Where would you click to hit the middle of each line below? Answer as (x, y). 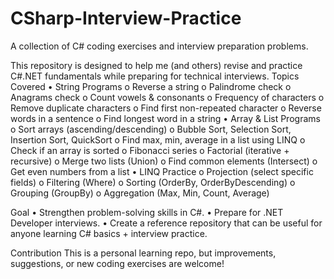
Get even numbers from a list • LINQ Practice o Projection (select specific (162, 171)
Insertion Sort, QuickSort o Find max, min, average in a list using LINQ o (158, 139)
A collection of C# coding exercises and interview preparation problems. (159, 46)
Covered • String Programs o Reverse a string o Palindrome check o (151, 86)
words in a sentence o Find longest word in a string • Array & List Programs (165, 118)
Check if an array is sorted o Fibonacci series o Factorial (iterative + (150, 150)
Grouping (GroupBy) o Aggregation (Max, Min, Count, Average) (140, 193)
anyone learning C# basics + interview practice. (109, 233)
